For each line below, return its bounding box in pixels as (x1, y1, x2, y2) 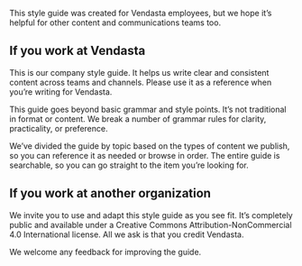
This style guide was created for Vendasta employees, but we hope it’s (9, 8, 272, 18)
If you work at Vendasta (9, 43, 146, 59)
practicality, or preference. (9, 123, 108, 133)
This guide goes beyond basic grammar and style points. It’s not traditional (9, 104, 287, 115)
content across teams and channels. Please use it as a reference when (9, 77, 272, 87)
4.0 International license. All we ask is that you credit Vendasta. (9, 229, 244, 240)
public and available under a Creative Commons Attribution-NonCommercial (9, 219, 292, 230)
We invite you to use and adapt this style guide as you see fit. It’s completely (9, 209, 293, 220)
